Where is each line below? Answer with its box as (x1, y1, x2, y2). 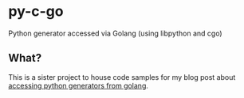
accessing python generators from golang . (8, 81, 149, 90)
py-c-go (8, 2, 64, 21)
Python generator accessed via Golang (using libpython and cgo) (8, 28, 222, 38)
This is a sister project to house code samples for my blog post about (8, 72, 236, 81)
